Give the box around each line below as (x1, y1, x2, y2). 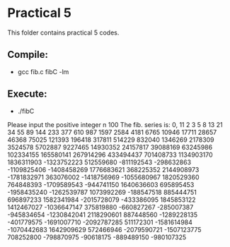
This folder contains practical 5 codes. (7, 28, 120, 37)
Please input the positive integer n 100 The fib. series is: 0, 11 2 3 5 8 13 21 (7, 120, 223, 128)
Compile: (7, 49, 48, 61)
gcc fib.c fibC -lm (17, 67, 69, 76)
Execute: (7, 88, 47, 100)
